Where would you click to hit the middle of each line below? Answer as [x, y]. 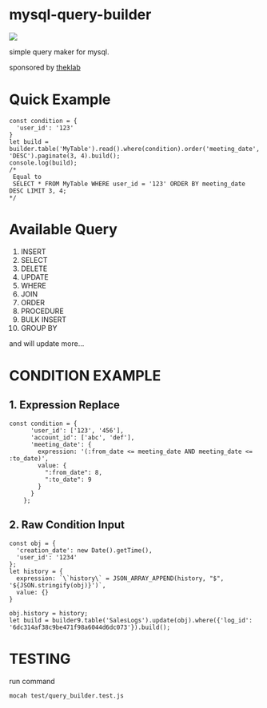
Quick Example [60, 99]
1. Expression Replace [65, 405]
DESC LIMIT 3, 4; [38, 191]
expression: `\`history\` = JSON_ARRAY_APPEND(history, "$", [120, 578]
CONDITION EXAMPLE [85, 376]
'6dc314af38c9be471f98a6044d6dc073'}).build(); [90, 627]
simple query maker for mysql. [59, 52]
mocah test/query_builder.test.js [67, 696]
